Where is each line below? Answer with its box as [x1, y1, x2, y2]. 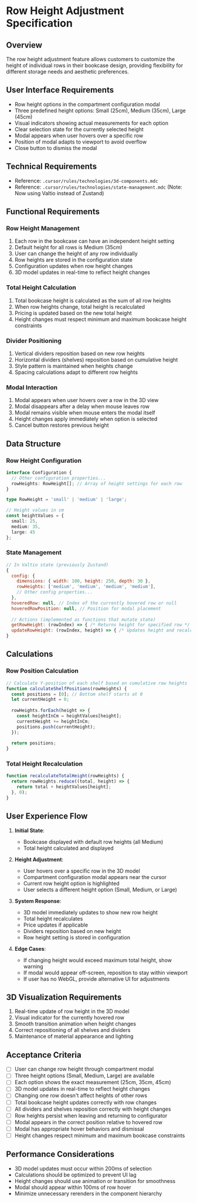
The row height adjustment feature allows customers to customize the [6, 56, 175, 62]
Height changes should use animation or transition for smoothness [14, 1177, 176, 1184]
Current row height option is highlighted [23, 880, 120, 887]
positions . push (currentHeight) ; [16, 724, 96, 730]
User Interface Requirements [6, 85, 114, 95]
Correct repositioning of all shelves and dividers [14, 1027, 131, 1034]
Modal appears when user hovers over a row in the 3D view [14, 397, 159, 404]
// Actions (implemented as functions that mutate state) [11, 616, 157, 623]
